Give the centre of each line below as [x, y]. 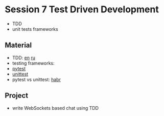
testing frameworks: [33, 63]
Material [18, 45]
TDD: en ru [24, 57]
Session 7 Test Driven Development [82, 9]
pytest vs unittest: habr [36, 79]
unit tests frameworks [35, 29]
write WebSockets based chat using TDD [55, 108]
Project [17, 96]
